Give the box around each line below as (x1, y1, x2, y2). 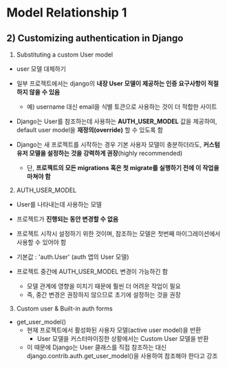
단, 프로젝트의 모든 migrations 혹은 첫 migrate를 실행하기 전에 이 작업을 (26, 164, 219, 171)
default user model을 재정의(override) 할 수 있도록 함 (16, 126, 163, 134)
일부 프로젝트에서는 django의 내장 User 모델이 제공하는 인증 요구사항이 (16, 79, 207, 87)
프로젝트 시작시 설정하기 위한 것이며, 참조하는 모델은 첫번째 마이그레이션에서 (16, 229, 221, 238)
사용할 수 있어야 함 (16, 238, 67, 246)
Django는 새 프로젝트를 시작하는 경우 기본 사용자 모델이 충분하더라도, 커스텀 (16, 140, 221, 149)
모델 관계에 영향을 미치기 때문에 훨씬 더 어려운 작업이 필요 (26, 282, 182, 290)
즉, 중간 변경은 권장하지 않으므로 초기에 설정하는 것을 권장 (26, 291, 182, 299)
